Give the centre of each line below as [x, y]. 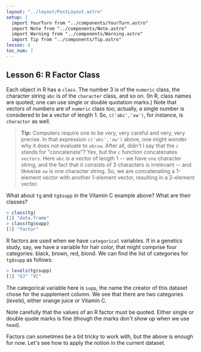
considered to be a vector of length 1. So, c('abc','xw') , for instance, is [95, 115]
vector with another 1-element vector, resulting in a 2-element [118, 177]
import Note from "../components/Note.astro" [69, 28]
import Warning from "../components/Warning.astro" [77, 34]
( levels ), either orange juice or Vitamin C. [57, 301]
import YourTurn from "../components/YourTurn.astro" [80, 23]
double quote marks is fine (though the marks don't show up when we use [98, 318]
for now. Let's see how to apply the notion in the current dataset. [86, 342]
